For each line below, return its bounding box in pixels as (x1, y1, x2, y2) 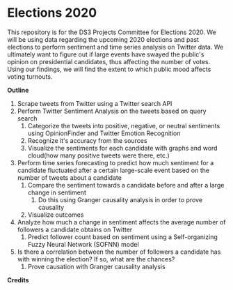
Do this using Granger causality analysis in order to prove (38, 195, 203, 204)
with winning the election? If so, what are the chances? (17, 254, 175, 263)
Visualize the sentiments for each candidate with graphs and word (27, 144, 218, 152)
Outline (7, 86, 29, 94)
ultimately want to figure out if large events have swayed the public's (7, 50, 204, 59)
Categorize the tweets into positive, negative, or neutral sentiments (27, 121, 220, 130)
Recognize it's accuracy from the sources (27, 136, 147, 144)
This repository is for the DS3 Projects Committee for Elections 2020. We (7, 28, 217, 36)
